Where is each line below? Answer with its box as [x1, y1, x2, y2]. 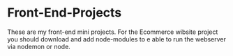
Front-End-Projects [7, 5, 122, 21]
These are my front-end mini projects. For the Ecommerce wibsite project [7, 28, 218, 36]
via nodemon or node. [7, 42, 71, 50]
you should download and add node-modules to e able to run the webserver [7, 35, 227, 43]
